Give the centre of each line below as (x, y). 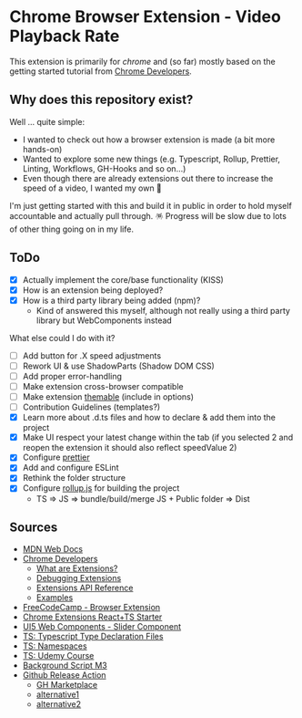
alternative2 (59, 704)
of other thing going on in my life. (72, 229)
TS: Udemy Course (58, 656)
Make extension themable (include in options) (108, 397)
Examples (55, 598)
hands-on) (42, 149)
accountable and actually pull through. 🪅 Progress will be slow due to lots (148, 215)
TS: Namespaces (55, 646)
